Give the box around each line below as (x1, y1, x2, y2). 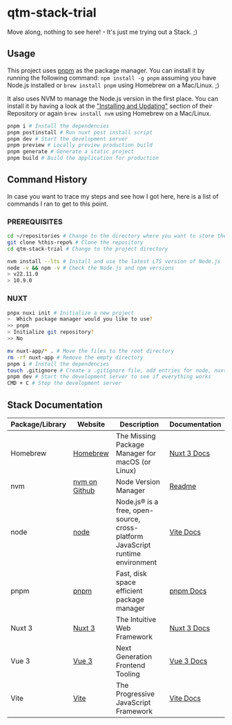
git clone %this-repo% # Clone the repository (7, 239, 144, 246)
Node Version (115, 476, 160, 486)
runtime (115, 548, 142, 558)
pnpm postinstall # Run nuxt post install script (7, 129, 153, 136)
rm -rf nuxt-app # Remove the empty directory (7, 354, 144, 361)
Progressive (115, 689, 155, 699)
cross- (115, 523, 139, 532)
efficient (115, 586, 143, 596)
